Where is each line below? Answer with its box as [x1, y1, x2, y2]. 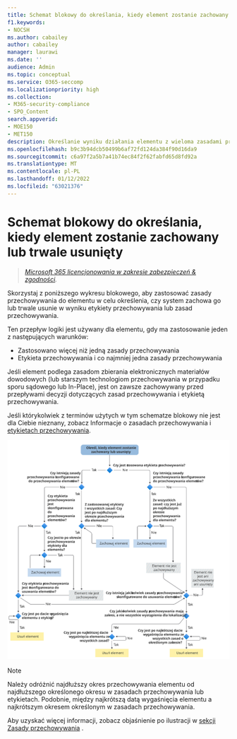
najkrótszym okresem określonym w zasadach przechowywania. [7, 702, 195, 711]
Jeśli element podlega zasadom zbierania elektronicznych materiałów [7, 367, 209, 376]
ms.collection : [7, 93, 52, 100]
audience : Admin [7, 64, 55, 71]
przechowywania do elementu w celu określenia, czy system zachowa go [7, 296, 221, 305]
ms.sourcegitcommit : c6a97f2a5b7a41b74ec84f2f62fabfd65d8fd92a [7, 153, 197, 160]
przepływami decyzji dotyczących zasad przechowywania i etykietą [7, 389, 205, 398]
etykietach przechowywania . [7, 426, 92, 434]
